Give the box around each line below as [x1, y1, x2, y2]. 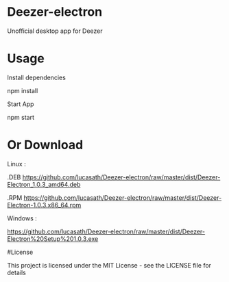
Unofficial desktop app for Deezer [7, 27, 103, 35]
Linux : [7, 159, 26, 168]
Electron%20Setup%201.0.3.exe [7, 234, 99, 243]
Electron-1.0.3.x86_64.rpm [7, 201, 82, 209]
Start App [7, 100, 34, 108]
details [7, 268, 26, 277]
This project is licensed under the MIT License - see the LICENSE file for [7, 261, 211, 269]
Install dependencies [7, 73, 67, 81]
